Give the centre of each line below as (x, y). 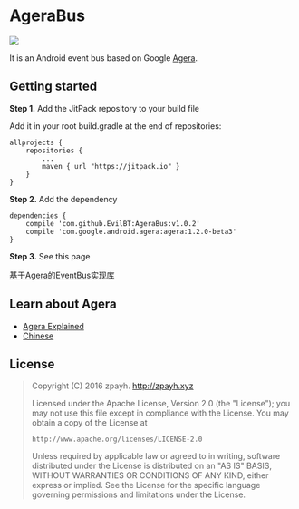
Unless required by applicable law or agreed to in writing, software (156, 456)
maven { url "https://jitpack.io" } (111, 166)
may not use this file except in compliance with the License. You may (160, 413)
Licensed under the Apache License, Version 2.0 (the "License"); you (161, 404)
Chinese (38, 336)
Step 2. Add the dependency (63, 199)
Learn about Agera (63, 304)
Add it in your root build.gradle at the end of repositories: (116, 126)
